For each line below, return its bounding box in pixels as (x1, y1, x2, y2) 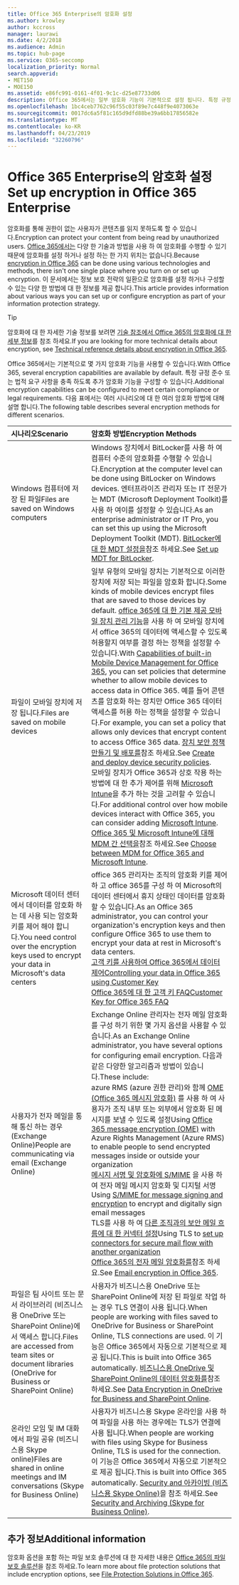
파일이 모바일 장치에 (11, 697, 75, 707)
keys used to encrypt (11, 951, 82, 961)
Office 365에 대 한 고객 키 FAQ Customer (91, 988, 223, 998)
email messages (91, 1208, 146, 1218)
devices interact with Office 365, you (91, 809, 216, 819)
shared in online (11, 1463, 65, 1473)
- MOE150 (7, 83, 33, 90)
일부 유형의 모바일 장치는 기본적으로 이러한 (91, 567, 225, 577)
